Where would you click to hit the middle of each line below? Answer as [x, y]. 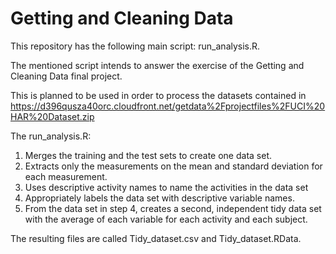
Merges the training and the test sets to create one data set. [148, 155]
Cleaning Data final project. [66, 76]
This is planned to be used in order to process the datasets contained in [158, 95]
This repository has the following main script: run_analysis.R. [135, 46]
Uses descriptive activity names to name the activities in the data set [166, 187]
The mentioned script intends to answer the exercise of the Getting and [157, 65]
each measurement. [66, 176]
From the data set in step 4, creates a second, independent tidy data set [173, 208]
